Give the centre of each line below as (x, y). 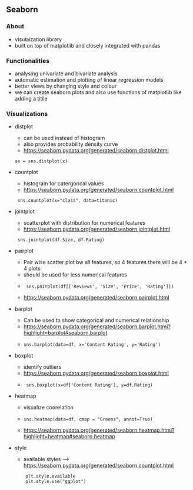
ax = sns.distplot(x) (41, 161)
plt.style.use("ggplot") (56, 482)
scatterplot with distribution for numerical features (84, 223)
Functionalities (28, 61)
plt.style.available (51, 476)
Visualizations (27, 114)
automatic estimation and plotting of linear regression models (89, 79)
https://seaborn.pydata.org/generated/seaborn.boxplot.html (96, 374)
